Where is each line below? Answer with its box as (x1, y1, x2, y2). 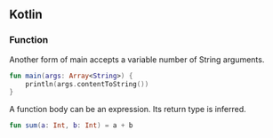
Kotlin (9, 7, 43, 22)
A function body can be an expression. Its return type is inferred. (9, 104, 246, 115)
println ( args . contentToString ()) (25, 79, 149, 88)
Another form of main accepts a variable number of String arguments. (9, 53, 265, 65)
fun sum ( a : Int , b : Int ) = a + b (9, 121, 133, 130)
